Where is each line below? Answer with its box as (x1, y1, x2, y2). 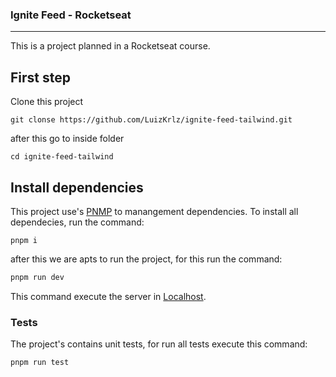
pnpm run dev (10, 272, 65, 282)
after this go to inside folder (10, 133, 125, 145)
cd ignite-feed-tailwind (10, 152, 114, 162)
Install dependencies (10, 179, 144, 196)
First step (10, 69, 71, 86)
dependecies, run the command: (10, 216, 145, 228)
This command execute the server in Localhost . (10, 290, 207, 302)
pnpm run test (10, 358, 70, 368)
